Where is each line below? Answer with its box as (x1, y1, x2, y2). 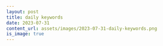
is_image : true (6, 31, 45, 37)
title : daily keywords (6, 14, 63, 20)
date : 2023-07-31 (6, 20, 50, 26)
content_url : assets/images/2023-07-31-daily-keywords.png (6, 25, 158, 32)
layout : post (6, 8, 39, 15)
